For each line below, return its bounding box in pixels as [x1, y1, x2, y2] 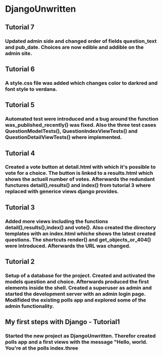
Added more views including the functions [5, 218, 109, 225]
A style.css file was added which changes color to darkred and [5, 79, 158, 86]
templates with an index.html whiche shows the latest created [5, 230, 156, 237]
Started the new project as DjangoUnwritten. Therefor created [5, 332, 156, 339]
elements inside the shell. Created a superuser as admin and [5, 285, 152, 291]
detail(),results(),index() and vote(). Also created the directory [5, 224, 156, 231]
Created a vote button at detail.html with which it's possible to [5, 164, 156, 170]
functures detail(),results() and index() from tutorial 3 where [5, 182, 151, 189]
